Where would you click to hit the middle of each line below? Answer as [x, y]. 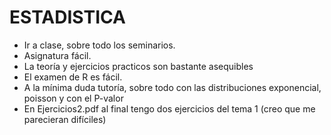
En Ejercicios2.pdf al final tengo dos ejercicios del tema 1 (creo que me [169, 108]
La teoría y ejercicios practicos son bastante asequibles [138, 66]
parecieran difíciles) [65, 119]
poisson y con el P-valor [73, 98]
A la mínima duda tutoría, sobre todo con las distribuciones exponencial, [172, 87]
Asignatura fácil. [57, 55]
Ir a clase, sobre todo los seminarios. [99, 45]
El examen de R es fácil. [73, 77]
